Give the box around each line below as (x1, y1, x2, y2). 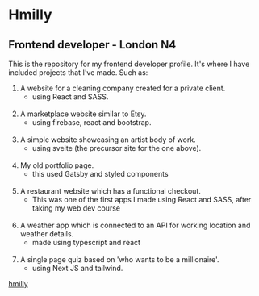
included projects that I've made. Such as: (8, 68, 148, 77)
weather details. (19, 229, 74, 239)
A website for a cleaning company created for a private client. (19, 83, 226, 93)
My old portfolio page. (19, 161, 94, 170)
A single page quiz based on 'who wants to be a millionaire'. (19, 255, 219, 264)
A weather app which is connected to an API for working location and (19, 220, 251, 230)
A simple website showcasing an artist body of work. (19, 135, 196, 144)
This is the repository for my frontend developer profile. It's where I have (8, 59, 250, 69)
